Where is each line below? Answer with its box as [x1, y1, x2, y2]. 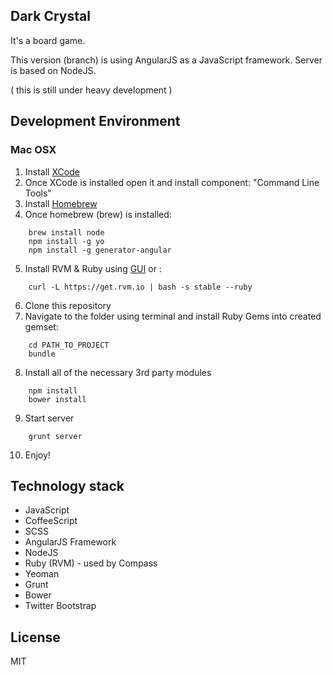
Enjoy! [24, 449, 51, 461]
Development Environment [10, 113, 181, 130]
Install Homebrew [24, 197, 98, 209]
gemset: [24, 320, 59, 333]
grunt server [28, 431, 83, 441]
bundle [28, 349, 56, 359]
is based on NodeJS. [10, 64, 97, 76]
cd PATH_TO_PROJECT [28, 340, 110, 350]
